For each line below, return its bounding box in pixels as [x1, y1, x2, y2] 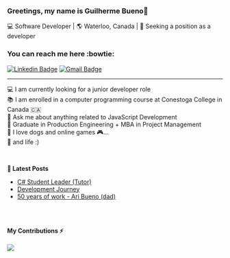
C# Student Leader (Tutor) [16, 178, 92, 186]
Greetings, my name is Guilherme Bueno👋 [7, 6, 149, 16]
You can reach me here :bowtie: [7, 49, 115, 59]
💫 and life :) [7, 137, 40, 146]
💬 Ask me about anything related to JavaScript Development [7, 113, 177, 121]
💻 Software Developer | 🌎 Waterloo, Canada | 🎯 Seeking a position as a [7, 22, 211, 30]
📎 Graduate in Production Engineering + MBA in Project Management [7, 120, 202, 128]
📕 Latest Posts [7, 164, 49, 172]
